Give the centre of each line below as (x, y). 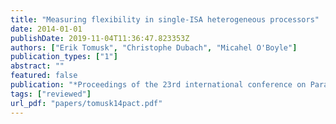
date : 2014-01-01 (46, 29)
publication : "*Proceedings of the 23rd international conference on (158, 85)
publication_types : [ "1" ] (64, 57)
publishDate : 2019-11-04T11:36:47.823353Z (100, 38)
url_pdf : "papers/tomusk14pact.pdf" (86, 103)
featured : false (44, 76)
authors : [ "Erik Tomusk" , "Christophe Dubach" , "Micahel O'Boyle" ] (154, 47)
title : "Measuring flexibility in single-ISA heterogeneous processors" (165, 19)
